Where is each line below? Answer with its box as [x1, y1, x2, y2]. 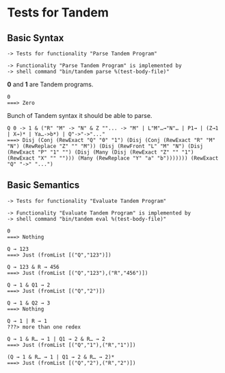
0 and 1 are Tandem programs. [7, 80, 94, 88]
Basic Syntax [7, 32, 64, 44]
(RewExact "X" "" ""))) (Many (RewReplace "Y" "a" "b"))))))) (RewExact [7, 155, 219, 162]
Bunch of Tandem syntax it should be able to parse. [7, 112, 153, 119]
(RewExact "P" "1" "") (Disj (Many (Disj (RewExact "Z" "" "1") [7, 149, 194, 156]
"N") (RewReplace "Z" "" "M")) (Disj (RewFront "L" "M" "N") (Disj [7, 143, 204, 149]
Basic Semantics [7, 180, 80, 191]
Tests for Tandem [7, 5, 109, 21]
